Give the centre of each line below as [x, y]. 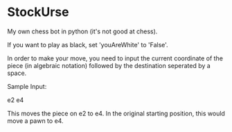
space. [17, 73]
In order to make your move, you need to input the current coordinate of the [115, 58]
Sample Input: [27, 86]
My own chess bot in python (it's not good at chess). [82, 31]
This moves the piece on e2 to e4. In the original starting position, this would [116, 113]
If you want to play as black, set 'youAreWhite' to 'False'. [88, 44]
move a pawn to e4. [35, 121]
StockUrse [38, 12]
